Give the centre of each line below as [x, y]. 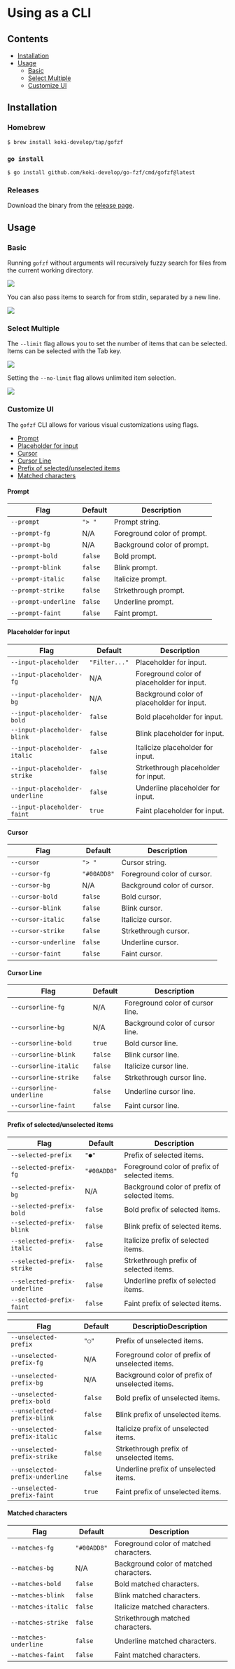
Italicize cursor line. [157, 1067]
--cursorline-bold [41, 1043]
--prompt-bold [34, 556]
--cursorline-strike [45, 1078]
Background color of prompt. [162, 544]
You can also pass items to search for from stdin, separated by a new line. [114, 297]
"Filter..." [109, 662]
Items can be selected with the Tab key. [64, 351]
